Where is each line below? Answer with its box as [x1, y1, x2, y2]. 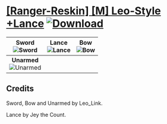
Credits [6, 83, 34, 94]
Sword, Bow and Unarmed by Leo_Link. [6, 100, 103, 107]
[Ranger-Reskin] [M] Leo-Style [6, 4, 162, 18]
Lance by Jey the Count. [6, 111, 67, 118]
